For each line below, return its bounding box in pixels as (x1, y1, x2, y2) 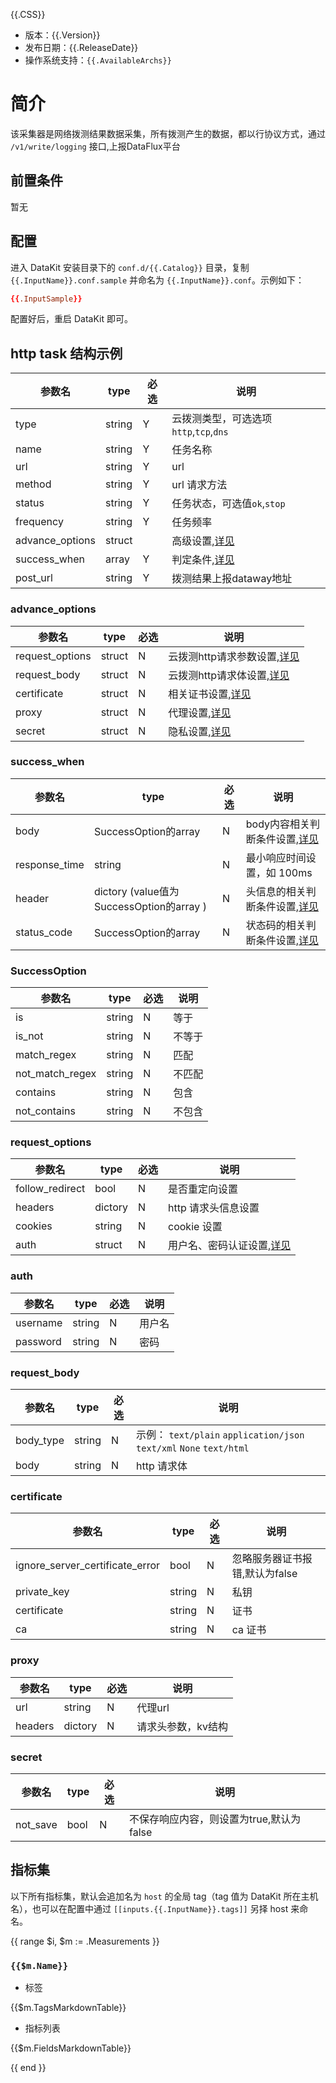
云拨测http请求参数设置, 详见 (168, 649, 300, 663)
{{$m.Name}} (10, 1960, 69, 1971)
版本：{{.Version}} (24, 29, 101, 41)
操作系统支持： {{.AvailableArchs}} (24, 54, 172, 66)
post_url (15, 571, 53, 585)
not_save (15, 1817, 58, 1831)
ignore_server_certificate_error (15, 1559, 161, 1573)
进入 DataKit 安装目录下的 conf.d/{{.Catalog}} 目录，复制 (10, 261, 250, 273)
